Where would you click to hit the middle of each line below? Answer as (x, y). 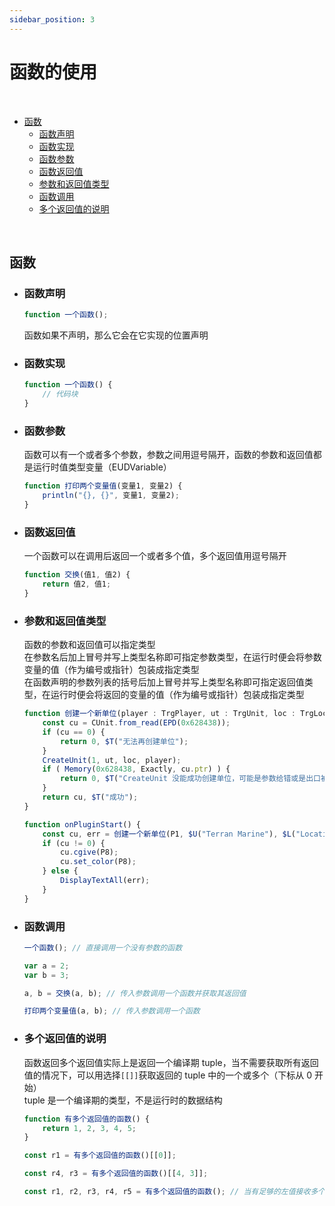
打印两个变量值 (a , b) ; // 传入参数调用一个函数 (112, 1011)
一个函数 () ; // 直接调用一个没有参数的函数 (103, 947)
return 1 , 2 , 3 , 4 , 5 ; (89, 1128)
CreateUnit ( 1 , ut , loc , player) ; (112, 760)
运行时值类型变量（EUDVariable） (102, 467)
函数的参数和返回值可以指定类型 (89, 645)
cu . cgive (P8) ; (89, 852)
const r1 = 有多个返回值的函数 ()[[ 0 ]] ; (100, 1156)
